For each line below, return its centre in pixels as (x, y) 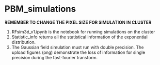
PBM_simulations (40, 9)
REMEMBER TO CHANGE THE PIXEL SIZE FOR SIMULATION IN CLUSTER (78, 22)
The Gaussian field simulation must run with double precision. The (78, 47)
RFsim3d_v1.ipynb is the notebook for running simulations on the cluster (83, 32)
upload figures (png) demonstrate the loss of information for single (78, 52)
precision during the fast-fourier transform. (55, 57)
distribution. (24, 42)
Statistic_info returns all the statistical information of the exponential (80, 37)
